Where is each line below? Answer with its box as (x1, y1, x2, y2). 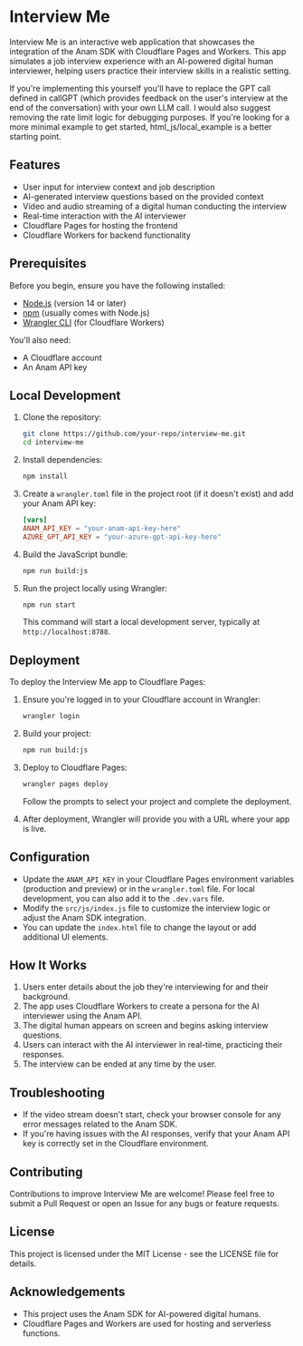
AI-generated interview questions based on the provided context (22, 190, 264, 201)
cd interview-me (22, 438, 84, 447)
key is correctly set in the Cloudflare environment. (22, 1138, 210, 1149)
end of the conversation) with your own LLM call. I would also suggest (9, 102, 271, 112)
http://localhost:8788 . (22, 626, 111, 637)
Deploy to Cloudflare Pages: (22, 762, 128, 773)
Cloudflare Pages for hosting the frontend (22, 219, 178, 230)
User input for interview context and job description (22, 181, 215, 192)
